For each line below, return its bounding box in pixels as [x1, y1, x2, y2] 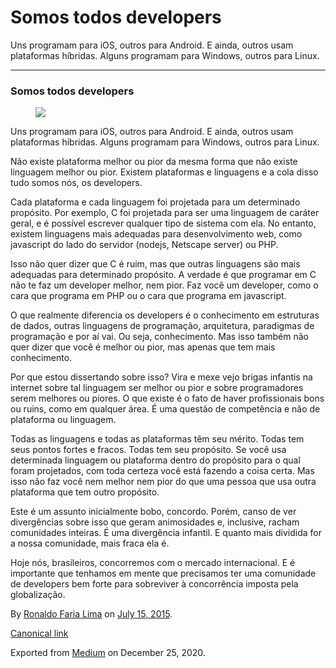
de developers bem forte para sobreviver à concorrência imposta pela [10, 578, 299, 590]
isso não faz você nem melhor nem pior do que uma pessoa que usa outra [10, 476, 317, 488]
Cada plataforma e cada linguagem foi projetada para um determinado [10, 196, 301, 208]
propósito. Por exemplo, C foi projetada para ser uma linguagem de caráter [10, 207, 320, 219]
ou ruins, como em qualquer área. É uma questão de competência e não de [10, 403, 321, 415]
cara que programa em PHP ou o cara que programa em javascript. [10, 290, 287, 302]
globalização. [10, 589, 66, 601]
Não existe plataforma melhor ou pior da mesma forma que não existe [10, 156, 298, 168]
